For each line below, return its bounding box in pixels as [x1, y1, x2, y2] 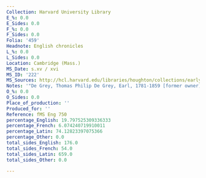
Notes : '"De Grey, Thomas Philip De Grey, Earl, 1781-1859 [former [6, 83, 183, 89]
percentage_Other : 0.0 [6, 134, 64, 141]
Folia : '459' [6, 37, 40, 43]
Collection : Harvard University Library [6, 9, 112, 15]
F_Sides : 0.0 [6, 32, 40, 38]
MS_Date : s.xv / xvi [6, 65, 59, 72]
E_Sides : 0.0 [6, 20, 40, 26]
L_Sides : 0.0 [6, 54, 40, 61]
